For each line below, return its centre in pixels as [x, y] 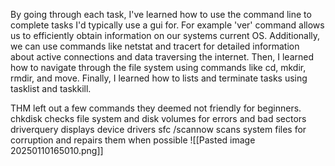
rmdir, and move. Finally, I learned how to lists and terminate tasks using [159, 78]
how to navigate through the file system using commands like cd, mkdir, [158, 67]
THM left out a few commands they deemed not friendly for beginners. [156, 108]
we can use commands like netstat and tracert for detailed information [155, 46]
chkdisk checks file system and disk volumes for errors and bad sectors [158, 118]
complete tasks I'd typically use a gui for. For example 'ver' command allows [167, 25]
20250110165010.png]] [57, 150]
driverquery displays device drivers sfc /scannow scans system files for [158, 129]
